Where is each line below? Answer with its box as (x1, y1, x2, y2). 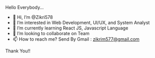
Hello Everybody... (5, 5, 44, 10)
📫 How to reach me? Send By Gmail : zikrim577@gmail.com (12, 36, 140, 42)
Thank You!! (5, 48, 31, 54)
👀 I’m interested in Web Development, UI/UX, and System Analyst (12, 20, 150, 25)
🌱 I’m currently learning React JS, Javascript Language (12, 25, 128, 31)
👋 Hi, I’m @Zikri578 (12, 14, 53, 20)
